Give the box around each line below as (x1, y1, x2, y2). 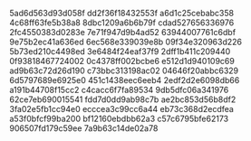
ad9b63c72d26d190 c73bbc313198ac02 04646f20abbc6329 (9, 65, 239, 76)
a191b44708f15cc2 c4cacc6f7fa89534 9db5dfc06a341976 (9, 85, 229, 95)
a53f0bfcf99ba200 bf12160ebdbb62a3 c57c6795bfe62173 (9, 113, 229, 124)
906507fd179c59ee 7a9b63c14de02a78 (9, 123, 159, 134)
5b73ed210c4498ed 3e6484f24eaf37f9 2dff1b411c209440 (9, 46, 231, 57)
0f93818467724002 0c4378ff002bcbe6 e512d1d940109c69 (9, 56, 236, 66)
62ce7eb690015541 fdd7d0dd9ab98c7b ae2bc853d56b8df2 (9, 94, 237, 105)
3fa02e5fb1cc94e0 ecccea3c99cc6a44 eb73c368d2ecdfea (9, 104, 234, 114)
